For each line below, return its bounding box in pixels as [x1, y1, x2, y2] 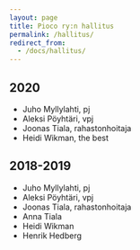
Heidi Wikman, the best [22, 132, 109, 143]
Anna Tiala [22, 210, 63, 221]
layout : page [9, 13, 58, 22]
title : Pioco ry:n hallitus [9, 22, 115, 31]
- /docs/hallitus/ [17, 47, 87, 56]
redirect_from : [9, 38, 66, 48]
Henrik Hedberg [22, 230, 83, 241]
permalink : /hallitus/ [9, 30, 94, 39]
